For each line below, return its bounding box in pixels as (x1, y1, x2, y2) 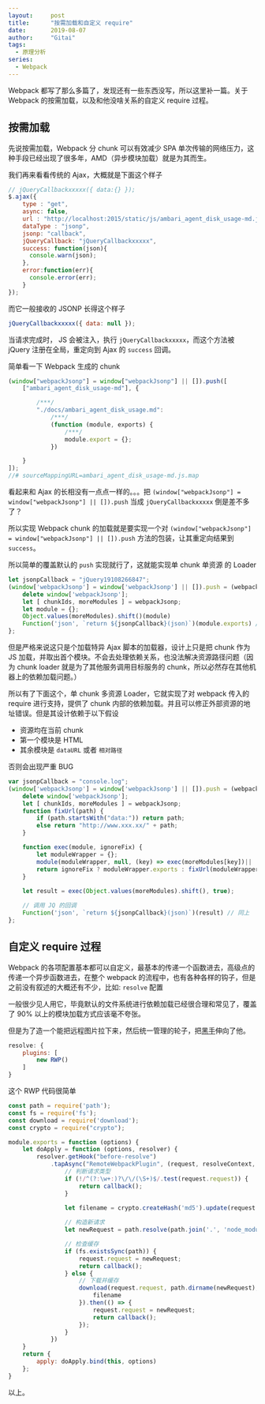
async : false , (22, 208, 69, 216)
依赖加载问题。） (28, 672, 81, 681)
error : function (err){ (22, 266, 93, 275)
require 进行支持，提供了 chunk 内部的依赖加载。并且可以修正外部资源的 (8, 699, 244, 708)
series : (8, 56, 34, 64)
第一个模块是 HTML (19, 735, 84, 745)
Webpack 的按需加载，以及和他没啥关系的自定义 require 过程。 (8, 96, 213, 105)
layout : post (8, 11, 65, 20)
